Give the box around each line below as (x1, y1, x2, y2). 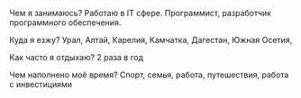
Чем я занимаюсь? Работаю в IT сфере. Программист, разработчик (9, 8, 272, 18)
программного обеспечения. (9, 17, 122, 28)
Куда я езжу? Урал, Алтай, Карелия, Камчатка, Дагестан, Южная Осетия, (9, 35, 293, 45)
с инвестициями (9, 79, 72, 89)
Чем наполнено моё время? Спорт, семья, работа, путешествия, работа (9, 69, 289, 80)
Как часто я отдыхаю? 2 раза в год (9, 52, 144, 62)
